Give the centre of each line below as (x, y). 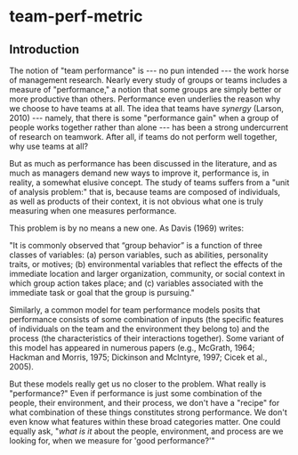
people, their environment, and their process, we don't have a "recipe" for (145, 403)
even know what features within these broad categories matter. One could (145, 422)
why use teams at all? (49, 146)
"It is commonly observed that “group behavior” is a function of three (136, 245)
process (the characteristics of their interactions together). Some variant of (147, 338)
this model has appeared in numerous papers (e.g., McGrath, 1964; (132, 348)
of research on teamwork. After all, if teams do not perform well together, (143, 137)
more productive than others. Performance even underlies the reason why (145, 99)
